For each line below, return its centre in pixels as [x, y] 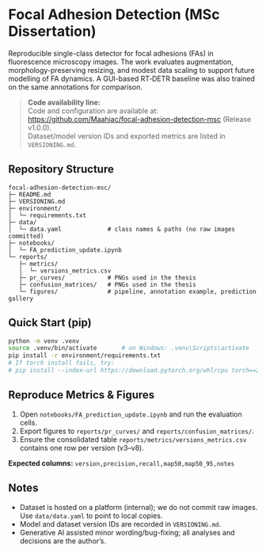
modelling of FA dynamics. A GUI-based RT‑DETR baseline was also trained [131, 78]
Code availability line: [64, 102]
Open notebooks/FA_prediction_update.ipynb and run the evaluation [131, 414]
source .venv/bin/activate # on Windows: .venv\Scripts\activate [129, 348]
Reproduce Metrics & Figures [82, 395]
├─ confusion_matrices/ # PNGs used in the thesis [107, 284]
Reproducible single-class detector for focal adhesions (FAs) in [111, 53]
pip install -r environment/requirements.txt [84, 356]
